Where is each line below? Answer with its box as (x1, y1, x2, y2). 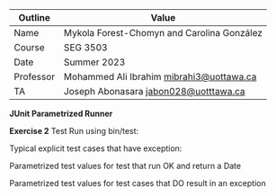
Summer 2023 (63, 56, 126, 68)
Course (13, 41, 45, 53)
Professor (13, 71, 56, 83)
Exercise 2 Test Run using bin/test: (9, 126, 139, 136)
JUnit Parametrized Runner (9, 108, 113, 119)
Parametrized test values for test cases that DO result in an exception (9, 178, 267, 188)
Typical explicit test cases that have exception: (9, 143, 183, 154)
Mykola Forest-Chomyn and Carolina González (63, 27, 263, 39)
